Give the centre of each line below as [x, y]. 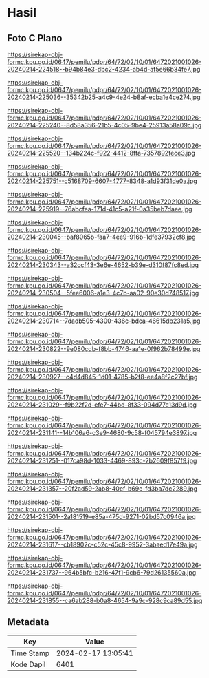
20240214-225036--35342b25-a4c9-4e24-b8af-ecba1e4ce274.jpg [104, 97]
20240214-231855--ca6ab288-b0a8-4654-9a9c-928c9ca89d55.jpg [105, 601]
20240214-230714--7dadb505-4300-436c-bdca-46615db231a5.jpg [104, 321]
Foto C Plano [35, 38]
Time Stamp [30, 653]
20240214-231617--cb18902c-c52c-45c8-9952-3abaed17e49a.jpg [102, 544]
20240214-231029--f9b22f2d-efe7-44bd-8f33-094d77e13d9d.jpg [102, 405]
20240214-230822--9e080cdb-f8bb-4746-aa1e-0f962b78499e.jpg [104, 349]
